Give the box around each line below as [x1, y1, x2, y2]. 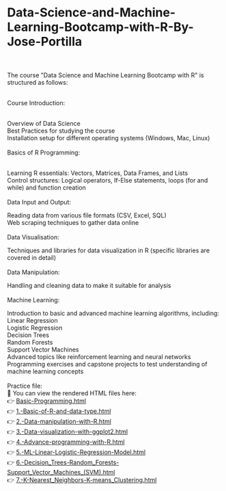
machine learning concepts [7, 367, 84, 375]
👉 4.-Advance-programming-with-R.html [7, 438, 125, 446]
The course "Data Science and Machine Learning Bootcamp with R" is [7, 70, 204, 79]
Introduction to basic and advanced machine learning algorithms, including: [7, 309, 220, 317]
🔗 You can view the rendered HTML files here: [7, 388, 137, 397]
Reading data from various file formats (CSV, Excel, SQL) [7, 211, 167, 220]
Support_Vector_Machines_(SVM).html [7, 468, 115, 476]
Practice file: [7, 382, 43, 390]
